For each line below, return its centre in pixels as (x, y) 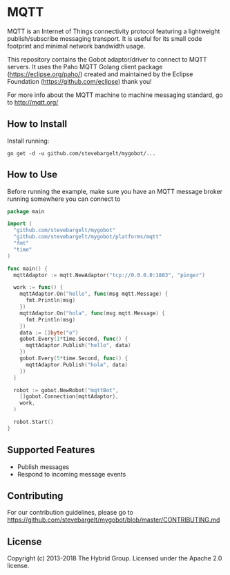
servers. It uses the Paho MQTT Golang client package (85, 67)
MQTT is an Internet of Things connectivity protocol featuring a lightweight (114, 31)
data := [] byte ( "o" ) (49, 333)
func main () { (28, 268)
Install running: (28, 141)
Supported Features (51, 450)
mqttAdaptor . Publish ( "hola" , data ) (77, 364)
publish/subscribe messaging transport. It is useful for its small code (105, 38)
